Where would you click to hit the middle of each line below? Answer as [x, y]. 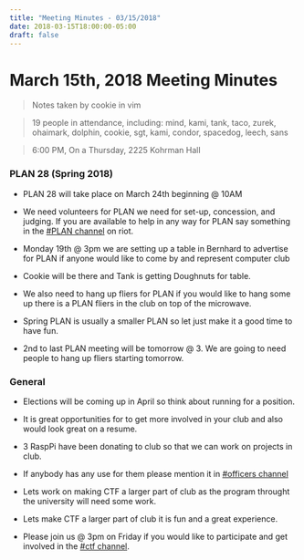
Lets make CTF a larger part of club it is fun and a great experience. [150, 519]
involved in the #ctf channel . [76, 546]
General [27, 381]
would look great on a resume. [80, 429]
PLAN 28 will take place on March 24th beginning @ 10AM [132, 193]
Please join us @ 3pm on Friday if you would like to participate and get [155, 536]
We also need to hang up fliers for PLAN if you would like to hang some [157, 294]
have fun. [41, 330]
